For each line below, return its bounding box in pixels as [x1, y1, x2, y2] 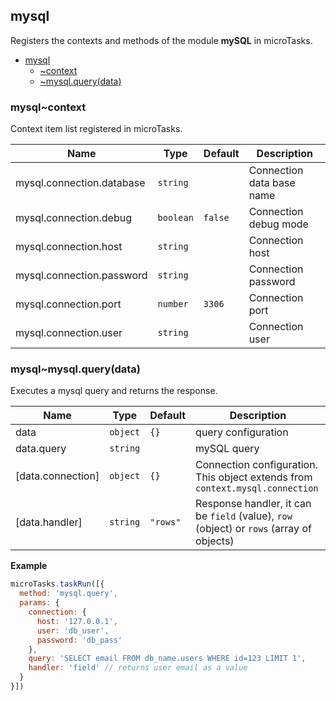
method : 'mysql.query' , [19, 589, 118, 599]
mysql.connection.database [15, 176, 146, 190]
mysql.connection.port [15, 297, 122, 311]
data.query [15, 442, 67, 456]
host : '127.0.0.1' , [36, 616, 118, 626]
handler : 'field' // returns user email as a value [28, 663, 248, 673]
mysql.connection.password [15, 269, 148, 283]
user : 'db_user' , [36, 625, 110, 636]
